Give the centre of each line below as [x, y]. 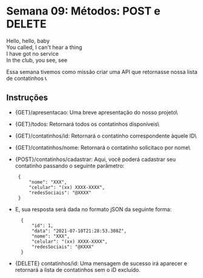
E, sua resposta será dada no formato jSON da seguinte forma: [93, 209]
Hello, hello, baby [28, 41]
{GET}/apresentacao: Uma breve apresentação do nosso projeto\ [96, 112]
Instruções [27, 98]
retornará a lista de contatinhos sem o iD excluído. [78, 270]
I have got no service [32, 53]
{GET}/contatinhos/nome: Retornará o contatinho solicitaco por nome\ [103, 147]
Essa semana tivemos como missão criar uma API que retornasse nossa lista [102, 71]
